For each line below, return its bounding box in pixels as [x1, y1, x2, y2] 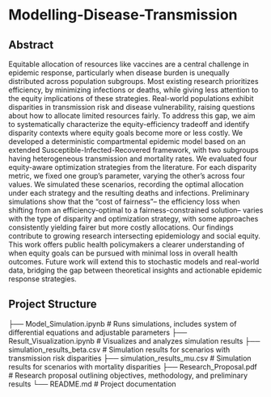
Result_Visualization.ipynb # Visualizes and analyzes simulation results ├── [8, 336, 260, 345]
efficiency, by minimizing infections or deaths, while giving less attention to [8, 85, 259, 95]
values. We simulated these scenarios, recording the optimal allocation [8, 179, 244, 189]
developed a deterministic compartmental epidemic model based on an [8, 137, 246, 146]
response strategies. [8, 274, 77, 284]
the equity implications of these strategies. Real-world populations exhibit [8, 94, 254, 103]
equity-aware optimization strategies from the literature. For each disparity [8, 163, 257, 171]
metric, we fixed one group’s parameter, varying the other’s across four [8, 171, 245, 180]
